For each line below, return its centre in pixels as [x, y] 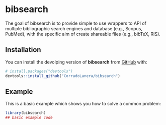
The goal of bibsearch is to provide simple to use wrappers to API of [76, 23]
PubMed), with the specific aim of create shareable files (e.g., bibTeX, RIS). [83, 34]
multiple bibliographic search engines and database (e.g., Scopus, [74, 28]
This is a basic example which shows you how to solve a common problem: [83, 104]
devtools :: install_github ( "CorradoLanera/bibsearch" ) [63, 76]
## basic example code [29, 118]
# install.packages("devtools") [39, 71]
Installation [23, 50]
